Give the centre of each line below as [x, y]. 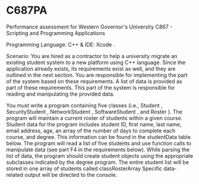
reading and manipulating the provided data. [60, 94]
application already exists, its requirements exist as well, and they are [91, 68]
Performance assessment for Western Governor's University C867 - [89, 27]
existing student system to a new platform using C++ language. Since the [96, 62]
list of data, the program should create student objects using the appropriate [100, 156]
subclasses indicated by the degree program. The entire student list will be [97, 162]
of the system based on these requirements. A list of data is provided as [94, 81]
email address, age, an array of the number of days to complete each [91, 131]
